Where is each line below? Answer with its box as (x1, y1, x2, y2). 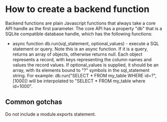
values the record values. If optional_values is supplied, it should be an (12, 62, 159, 68)
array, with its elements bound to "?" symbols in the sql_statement (12, 67, 150, 73)
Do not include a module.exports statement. (5, 111, 97, 117)
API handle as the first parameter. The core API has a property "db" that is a (5, 25, 162, 31)
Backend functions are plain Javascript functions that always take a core (5, 20, 156, 26)
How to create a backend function (5, 4, 150, 15)
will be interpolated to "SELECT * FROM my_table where (29, 78, 146, 84)
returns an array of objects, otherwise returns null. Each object (12, 51, 143, 57)
